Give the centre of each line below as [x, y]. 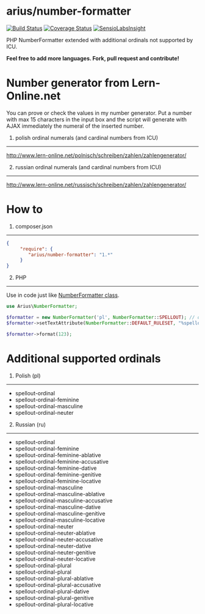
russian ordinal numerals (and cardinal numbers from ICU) [88, 167]
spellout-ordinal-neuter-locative [55, 559]
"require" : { [36, 249]
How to [25, 210]
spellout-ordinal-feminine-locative [58, 481]
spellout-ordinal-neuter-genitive [56, 552]
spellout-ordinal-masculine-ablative [60, 494]
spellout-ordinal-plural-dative [52, 591]
